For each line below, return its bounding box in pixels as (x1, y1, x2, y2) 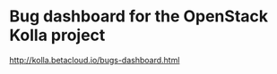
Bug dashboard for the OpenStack (9, 6, 269, 27)
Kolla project (9, 25, 106, 45)
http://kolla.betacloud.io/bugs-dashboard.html (9, 54, 180, 65)
